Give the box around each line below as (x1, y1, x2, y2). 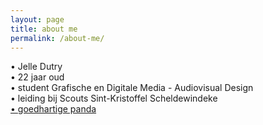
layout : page (10, 14, 65, 25)
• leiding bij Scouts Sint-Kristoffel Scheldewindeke (10, 92, 218, 105)
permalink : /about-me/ (10, 33, 105, 43)
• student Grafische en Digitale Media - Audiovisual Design (10, 82, 254, 94)
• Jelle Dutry (10, 61, 63, 73)
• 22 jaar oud (10, 71, 65, 83)
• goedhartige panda (10, 103, 97, 115)
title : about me (10, 24, 78, 34)
